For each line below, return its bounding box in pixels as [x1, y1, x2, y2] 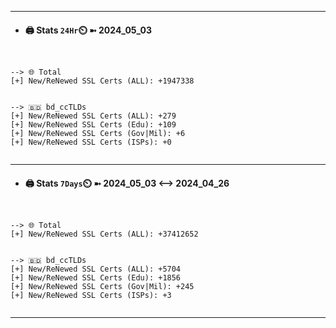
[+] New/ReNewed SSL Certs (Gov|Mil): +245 [10, 282, 195, 292]
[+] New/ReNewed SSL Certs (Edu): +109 [10, 120, 177, 130]
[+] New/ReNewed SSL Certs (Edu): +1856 [10, 273, 182, 283]
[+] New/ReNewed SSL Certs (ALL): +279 [10, 111, 177, 121]
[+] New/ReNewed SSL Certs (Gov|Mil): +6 [10, 129, 186, 139]
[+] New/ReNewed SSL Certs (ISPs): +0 [10, 137, 172, 148]
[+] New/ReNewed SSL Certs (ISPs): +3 [10, 291, 172, 301]
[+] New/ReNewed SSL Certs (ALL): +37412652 [10, 229, 199, 240]
